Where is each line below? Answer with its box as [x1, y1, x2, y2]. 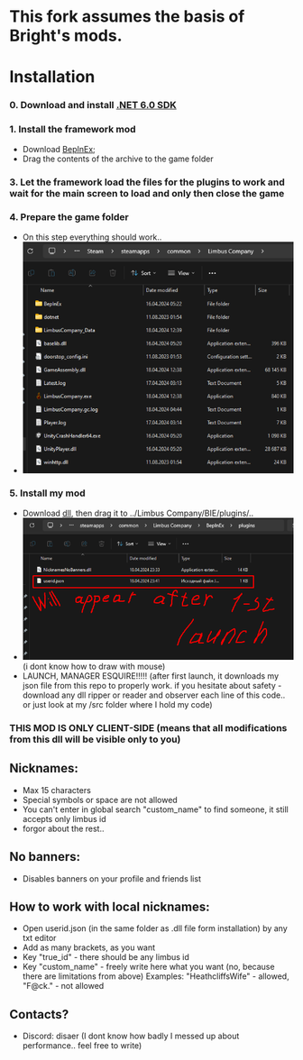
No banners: [9, 849, 81, 864]
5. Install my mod [9, 487, 86, 499]
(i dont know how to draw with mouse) [22, 661, 166, 672]
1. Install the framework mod [9, 123, 137, 136]
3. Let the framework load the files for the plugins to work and [9, 176, 286, 188]
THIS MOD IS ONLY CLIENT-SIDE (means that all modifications [9, 721, 288, 734]
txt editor [22, 933, 57, 944]
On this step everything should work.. [22, 232, 162, 242]
